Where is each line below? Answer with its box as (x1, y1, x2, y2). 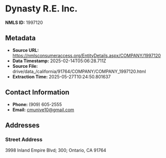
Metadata (5, 34, 36, 42)
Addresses (5, 121, 40, 130)
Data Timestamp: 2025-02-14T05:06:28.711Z (12, 58, 106, 64)
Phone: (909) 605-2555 (12, 101, 62, 107)
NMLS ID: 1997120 (5, 19, 43, 25)
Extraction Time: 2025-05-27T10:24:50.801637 (12, 73, 111, 80)
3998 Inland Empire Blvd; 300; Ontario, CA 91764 (5, 148, 106, 154)
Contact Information (5, 88, 70, 97)
